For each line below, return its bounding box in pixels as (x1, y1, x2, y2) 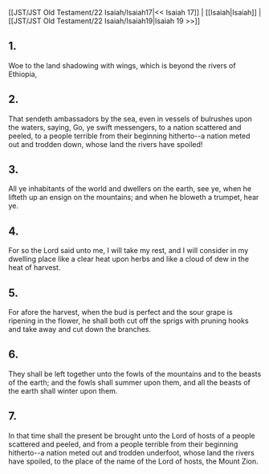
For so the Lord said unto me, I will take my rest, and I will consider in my (8, 246, 249, 255)
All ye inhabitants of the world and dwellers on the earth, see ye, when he (8, 184, 251, 194)
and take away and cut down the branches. (8, 325, 152, 334)
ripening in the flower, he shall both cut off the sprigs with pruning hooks (8, 316, 249, 325)
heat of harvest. (8, 263, 61, 272)
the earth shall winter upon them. (8, 386, 118, 395)
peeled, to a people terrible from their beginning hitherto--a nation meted (8, 131, 251, 141)
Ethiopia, (8, 69, 38, 79)
